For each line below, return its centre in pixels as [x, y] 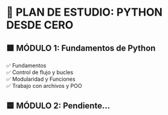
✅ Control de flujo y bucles [40, 72]
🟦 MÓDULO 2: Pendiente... [58, 106]
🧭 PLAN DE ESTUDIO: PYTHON [85, 12]
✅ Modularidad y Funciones [41, 79]
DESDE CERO [40, 25]
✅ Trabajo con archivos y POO [44, 86]
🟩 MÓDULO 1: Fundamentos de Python [81, 48]
